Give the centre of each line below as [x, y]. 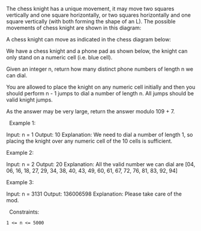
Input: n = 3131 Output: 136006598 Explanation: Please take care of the [94, 194]
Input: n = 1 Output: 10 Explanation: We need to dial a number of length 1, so [100, 135]
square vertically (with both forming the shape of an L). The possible [91, 21]
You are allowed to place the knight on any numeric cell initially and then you [101, 87]
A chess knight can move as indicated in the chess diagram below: [88, 39]
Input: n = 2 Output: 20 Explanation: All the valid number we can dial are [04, [101, 164]
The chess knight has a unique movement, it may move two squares [90, 9]
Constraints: [24, 212]
